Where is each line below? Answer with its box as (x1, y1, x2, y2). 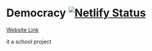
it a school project (6, 38, 52, 45)
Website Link (6, 26, 39, 33)
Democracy (6, 6, 67, 20)
